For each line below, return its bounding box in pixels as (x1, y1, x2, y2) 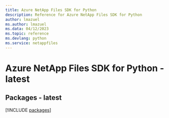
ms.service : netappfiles (5, 41, 58, 46)
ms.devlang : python (5, 36, 47, 41)
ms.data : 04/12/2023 (5, 26, 49, 32)
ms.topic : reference (5, 31, 49, 36)
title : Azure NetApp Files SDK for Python (5, 7, 97, 13)
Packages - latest (5, 94, 62, 102)
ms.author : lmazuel (5, 21, 47, 27)
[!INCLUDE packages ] (5, 107, 51, 113)
